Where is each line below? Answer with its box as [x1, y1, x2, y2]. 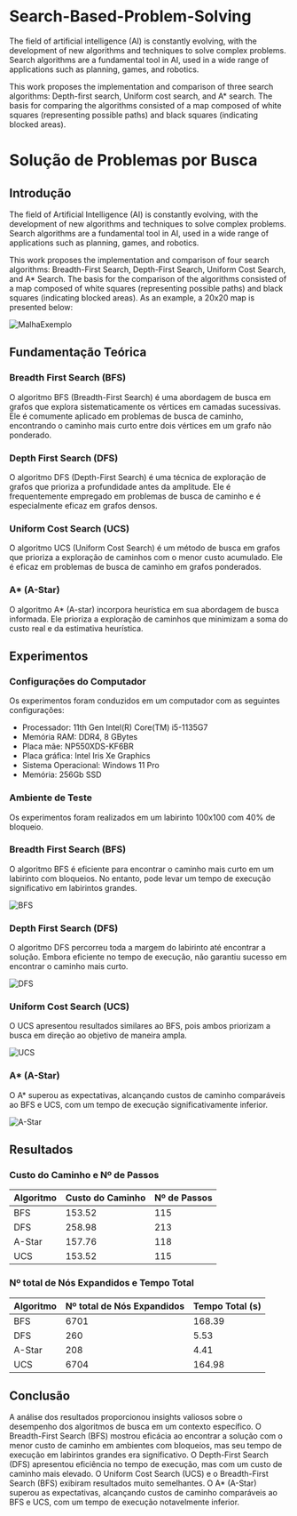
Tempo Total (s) [193, 1300, 262, 1312]
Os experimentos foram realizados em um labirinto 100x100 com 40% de [9, 812, 276, 822]
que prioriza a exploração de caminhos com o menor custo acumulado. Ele [9, 552, 284, 563]
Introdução [9, 185, 72, 201]
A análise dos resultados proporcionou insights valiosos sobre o [9, 1412, 244, 1423]
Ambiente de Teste [9, 791, 93, 804]
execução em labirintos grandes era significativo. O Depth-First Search [9, 1449, 269, 1460]
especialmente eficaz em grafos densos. [9, 500, 158, 510]
